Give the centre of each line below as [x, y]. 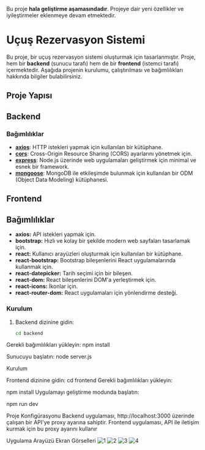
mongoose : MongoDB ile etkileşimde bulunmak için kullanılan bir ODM [104, 173]
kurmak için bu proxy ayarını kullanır [52, 429]
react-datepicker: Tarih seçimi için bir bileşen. [74, 273]
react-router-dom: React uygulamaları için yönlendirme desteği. [96, 293]
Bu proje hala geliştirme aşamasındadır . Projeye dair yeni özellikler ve [95, 9]
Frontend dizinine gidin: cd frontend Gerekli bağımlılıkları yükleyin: [89, 380]
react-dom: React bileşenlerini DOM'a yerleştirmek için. [86, 280]
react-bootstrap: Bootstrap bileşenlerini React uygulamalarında [95, 260]
